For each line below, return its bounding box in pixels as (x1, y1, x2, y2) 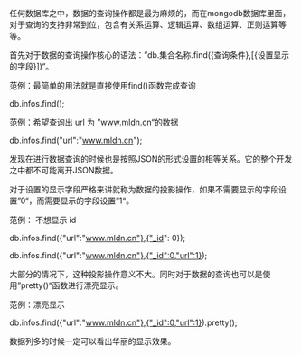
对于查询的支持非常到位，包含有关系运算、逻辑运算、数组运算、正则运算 (9, 19, 278, 30)
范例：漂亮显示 (9, 299, 65, 310)
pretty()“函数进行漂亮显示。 (21, 280, 124, 291)
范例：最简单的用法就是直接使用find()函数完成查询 (9, 80, 196, 90)
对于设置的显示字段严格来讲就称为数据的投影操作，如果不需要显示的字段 (9, 184, 278, 194)
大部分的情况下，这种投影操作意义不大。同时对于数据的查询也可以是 (9, 269, 263, 279)
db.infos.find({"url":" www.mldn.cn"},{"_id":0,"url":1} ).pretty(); (9, 317, 238, 328)
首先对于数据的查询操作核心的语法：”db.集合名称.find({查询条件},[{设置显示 (9, 50, 289, 61)
